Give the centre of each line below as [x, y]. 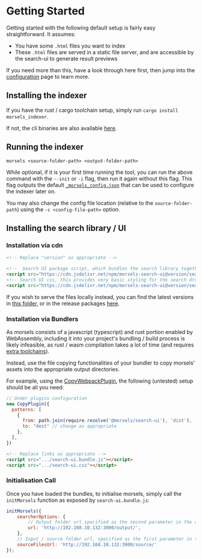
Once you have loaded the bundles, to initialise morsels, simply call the [94, 493]
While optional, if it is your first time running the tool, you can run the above [99, 172]
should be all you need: [35, 387]
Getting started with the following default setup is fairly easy [81, 28]
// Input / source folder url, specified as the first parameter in [105, 539]
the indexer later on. [31, 191]
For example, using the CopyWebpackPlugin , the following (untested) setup [100, 381]
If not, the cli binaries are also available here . [62, 128]
